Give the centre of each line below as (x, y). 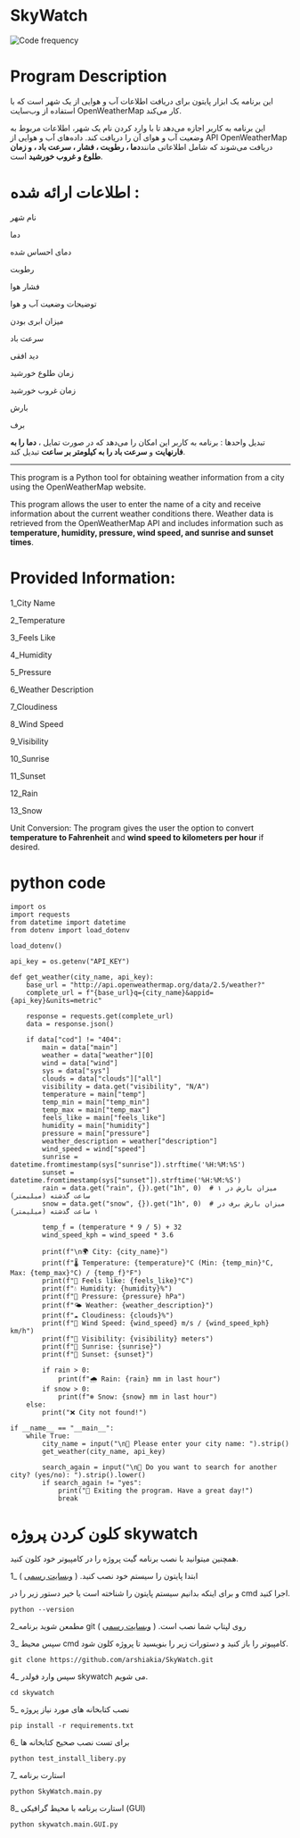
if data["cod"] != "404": (74, 1040)
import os (28, 906)
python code (58, 883)
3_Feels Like (33, 637)
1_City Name (33, 603)
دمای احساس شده (41, 252)
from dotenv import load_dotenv (70, 930)
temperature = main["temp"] (94, 1094)
